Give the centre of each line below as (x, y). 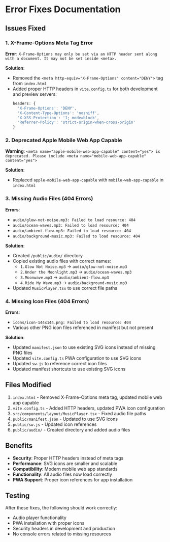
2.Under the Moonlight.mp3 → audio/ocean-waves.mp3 (76, 272)
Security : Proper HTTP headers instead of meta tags (68, 458)
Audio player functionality (40, 518)
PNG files (23, 353)
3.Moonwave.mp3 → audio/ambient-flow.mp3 (64, 277)
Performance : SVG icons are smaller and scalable (65, 463)
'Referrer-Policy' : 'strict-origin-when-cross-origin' (77, 123)
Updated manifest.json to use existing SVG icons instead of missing (84, 347)
